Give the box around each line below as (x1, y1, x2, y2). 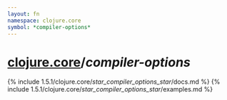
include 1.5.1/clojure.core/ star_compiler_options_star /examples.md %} (7, 85, 213, 94)
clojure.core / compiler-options (7, 54, 191, 70)
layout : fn (7, 10, 40, 18)
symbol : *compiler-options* (7, 23, 91, 30)
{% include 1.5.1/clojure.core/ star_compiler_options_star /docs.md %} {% (7, 77, 221, 86)
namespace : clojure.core (7, 17, 81, 24)
